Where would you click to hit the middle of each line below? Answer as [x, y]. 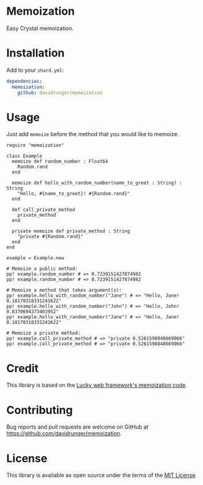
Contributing [40, 410]
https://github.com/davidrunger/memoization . [64, 433]
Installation [36, 53]
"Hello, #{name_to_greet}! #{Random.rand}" [74, 194]
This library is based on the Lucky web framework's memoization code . [97, 385]
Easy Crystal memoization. [40, 28]
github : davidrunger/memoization [60, 93]
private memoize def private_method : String [71, 231]
